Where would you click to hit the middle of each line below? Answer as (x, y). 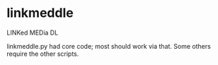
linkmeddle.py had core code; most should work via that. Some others (109, 46)
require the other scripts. (43, 54)
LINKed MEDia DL (33, 32)
